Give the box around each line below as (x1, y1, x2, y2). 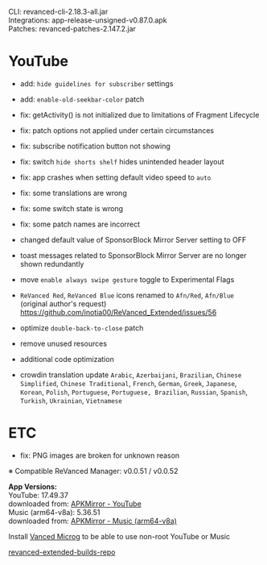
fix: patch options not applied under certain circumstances (19, 125, 215, 135)
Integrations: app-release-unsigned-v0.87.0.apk (8, 15, 167, 25)
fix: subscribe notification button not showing (19, 141, 171, 151)
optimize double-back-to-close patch (19, 322, 144, 333)
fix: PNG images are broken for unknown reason (19, 451, 180, 460)
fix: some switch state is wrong (19, 203, 123, 213)
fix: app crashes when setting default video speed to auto (19, 172, 212, 182)
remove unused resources (19, 339, 107, 348)
